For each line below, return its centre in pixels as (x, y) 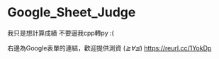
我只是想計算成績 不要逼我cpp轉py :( (61, 33)
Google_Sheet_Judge (72, 12)
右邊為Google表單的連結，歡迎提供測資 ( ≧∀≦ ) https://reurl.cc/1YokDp (109, 48)
